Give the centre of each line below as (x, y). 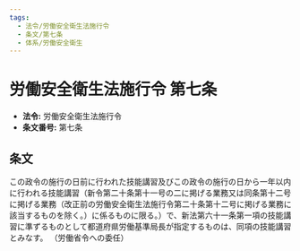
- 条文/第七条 (40, 34)
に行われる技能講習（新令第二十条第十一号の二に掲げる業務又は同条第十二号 (150, 193)
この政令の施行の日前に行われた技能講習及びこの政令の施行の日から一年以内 (150, 182)
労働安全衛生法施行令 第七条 (113, 90)
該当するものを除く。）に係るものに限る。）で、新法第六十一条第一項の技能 (146, 215)
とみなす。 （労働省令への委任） (69, 238)
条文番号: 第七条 (52, 127)
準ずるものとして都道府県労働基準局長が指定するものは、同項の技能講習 (158, 226)
